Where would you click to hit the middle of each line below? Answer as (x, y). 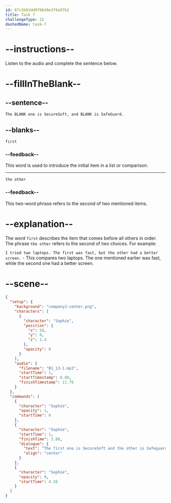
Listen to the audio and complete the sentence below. (62, 64)
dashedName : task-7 (26, 24)
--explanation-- (39, 224)
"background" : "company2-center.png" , (55, 307)
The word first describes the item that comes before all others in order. (81, 238)
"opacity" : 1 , (34, 411)
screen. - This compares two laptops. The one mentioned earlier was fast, (83, 258)
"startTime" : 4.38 (38, 482)
